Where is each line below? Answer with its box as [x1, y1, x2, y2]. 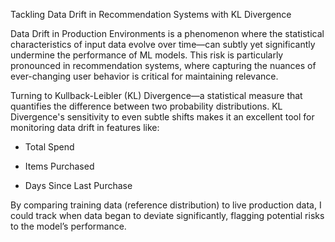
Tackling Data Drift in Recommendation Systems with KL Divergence [10, 9, 292, 20]
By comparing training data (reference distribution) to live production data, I [10, 199, 322, 211]
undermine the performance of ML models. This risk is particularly [10, 49, 284, 61]
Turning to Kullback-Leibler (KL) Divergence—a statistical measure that [10, 90, 303, 101]
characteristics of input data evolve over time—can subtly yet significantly [10, 39, 316, 50]
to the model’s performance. [10, 220, 127, 232]
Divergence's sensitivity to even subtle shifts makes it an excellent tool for [10, 111, 315, 123]
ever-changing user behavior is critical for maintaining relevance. [10, 70, 279, 82]
